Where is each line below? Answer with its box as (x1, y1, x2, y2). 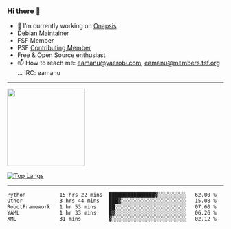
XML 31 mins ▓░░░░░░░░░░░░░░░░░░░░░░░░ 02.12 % (7, 216, 217, 223)
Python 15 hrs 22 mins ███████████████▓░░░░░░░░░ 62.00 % (7, 192, 217, 199)
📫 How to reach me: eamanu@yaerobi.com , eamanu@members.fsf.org (16, 58, 220, 67)
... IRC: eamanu (16, 69, 60, 77)
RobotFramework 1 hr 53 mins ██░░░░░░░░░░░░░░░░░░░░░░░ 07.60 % (7, 204, 217, 210)
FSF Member (16, 36, 54, 45)
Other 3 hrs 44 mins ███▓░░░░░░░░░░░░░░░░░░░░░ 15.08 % (7, 197, 217, 205)
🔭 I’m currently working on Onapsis (16, 22, 117, 30)
